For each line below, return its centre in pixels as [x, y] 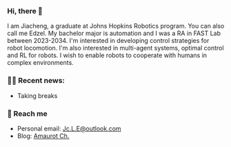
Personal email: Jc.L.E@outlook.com [69, 128]
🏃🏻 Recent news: [36, 81]
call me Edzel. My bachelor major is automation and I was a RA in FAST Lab [114, 33]
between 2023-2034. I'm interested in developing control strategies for [108, 41]
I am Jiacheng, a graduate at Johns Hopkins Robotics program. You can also [116, 26]
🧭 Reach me [27, 113]
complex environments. [40, 63]
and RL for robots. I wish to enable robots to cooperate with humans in [107, 55]
